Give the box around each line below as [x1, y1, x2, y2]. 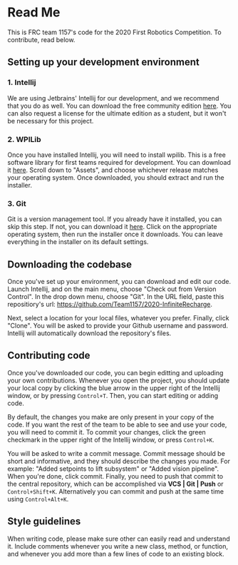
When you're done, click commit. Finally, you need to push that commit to [7, 472, 223, 480]
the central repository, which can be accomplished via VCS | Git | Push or [7, 479, 224, 488]
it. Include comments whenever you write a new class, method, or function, [7, 541, 229, 550]
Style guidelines [7, 515, 81, 528]
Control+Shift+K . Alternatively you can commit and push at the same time [7, 487, 224, 496]
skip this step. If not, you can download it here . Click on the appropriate [7, 223, 217, 231]
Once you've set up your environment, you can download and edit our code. [7, 278, 232, 286]
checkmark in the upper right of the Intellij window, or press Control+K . [7, 435, 215, 444]
